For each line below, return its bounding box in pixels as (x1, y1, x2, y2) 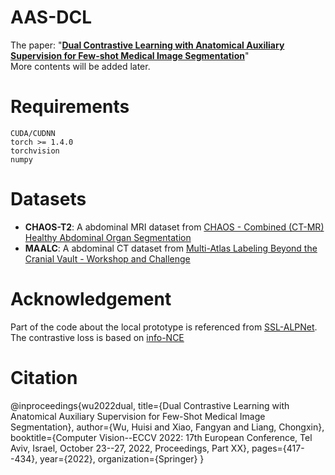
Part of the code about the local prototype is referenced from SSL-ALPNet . (10, 321, 318, 333)
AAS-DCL (10, 6, 92, 29)
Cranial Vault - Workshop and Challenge (24, 252, 191, 265)
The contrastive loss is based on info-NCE (10, 331, 185, 343)
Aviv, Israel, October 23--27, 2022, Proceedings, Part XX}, (10, 442, 250, 454)
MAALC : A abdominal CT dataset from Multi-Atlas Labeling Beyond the (24, 242, 318, 254)
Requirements (10, 96, 130, 118)
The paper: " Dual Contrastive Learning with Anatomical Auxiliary (10, 39, 285, 51)
